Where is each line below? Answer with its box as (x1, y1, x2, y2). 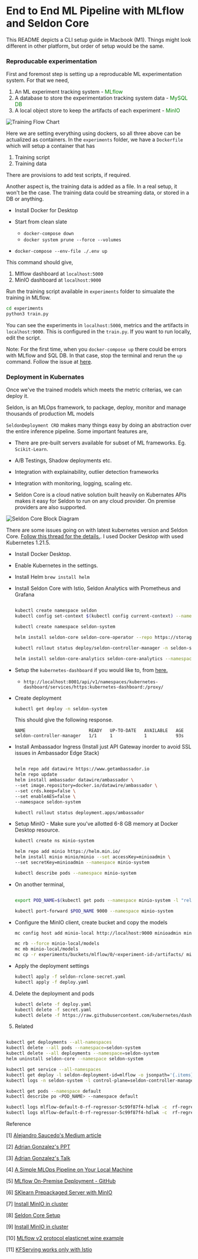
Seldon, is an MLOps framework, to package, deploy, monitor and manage (6, 404, 187, 411)
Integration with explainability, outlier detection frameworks (14, 469, 159, 476)
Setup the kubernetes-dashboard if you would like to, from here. (14, 666, 168, 673)
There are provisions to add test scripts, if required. (6, 172, 131, 179)
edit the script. (6, 334, 41, 341)
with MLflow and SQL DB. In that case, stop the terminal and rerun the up (6, 352, 183, 359)
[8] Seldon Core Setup (6, 1212, 61, 1219)
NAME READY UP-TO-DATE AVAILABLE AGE (14, 728, 184, 734)
